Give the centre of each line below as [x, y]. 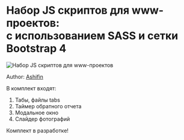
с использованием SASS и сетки [92, 36]
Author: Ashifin [25, 77]
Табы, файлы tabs [37, 100]
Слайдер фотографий [42, 119]
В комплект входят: [31, 88]
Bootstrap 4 [36, 49]
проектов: [33, 23]
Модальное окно [37, 112]
